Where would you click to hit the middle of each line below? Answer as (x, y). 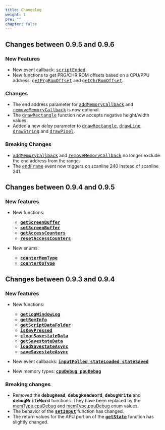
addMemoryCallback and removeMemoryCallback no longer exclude (86, 155)
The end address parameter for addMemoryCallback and (73, 104)
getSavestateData (41, 341)
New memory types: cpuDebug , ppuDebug (57, 371)
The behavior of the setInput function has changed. (68, 411)
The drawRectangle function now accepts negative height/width (81, 115)
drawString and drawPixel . (44, 131)
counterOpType (38, 263)
